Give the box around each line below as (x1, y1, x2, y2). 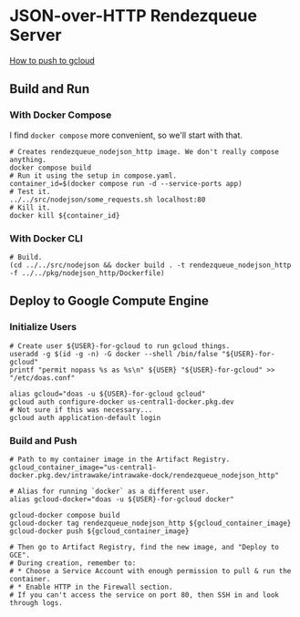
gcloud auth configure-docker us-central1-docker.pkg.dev (9, 397, 234, 406)
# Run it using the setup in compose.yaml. (9, 170, 178, 180)
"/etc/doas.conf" (9, 373, 76, 383)
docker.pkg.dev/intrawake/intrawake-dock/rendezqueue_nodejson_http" (9, 470, 280, 479)
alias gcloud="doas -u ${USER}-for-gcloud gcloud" (9, 389, 206, 398)
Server (9, 25, 62, 46)
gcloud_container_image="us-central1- (9, 462, 157, 472)
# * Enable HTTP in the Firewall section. (9, 582, 173, 591)
